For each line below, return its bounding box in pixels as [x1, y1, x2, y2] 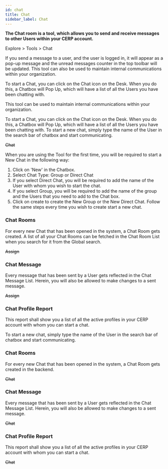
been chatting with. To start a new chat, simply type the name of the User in [5, 127, 162, 133]
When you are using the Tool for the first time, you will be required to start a [5, 151, 162, 158]
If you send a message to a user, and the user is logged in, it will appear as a [5, 55, 163, 61]
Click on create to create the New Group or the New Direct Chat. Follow [12, 199, 160, 205]
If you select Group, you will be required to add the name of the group [12, 188, 157, 194]
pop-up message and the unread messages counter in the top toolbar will [5, 61, 157, 67]
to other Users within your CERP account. [5, 36, 94, 42]
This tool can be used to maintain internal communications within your [5, 101, 150, 107]
